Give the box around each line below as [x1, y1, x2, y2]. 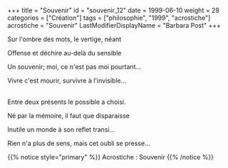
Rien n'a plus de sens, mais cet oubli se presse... [7, 139, 151, 147]
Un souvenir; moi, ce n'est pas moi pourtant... [7, 63, 142, 70]
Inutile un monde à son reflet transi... [7, 125, 115, 134]
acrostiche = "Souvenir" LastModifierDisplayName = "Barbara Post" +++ [7, 21, 222, 29]
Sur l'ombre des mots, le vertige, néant [7, 35, 122, 43]
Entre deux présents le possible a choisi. [7, 98, 126, 106]
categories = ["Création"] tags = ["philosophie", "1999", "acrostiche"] [7, 14, 211, 22]
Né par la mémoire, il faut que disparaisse [7, 112, 130, 120]
